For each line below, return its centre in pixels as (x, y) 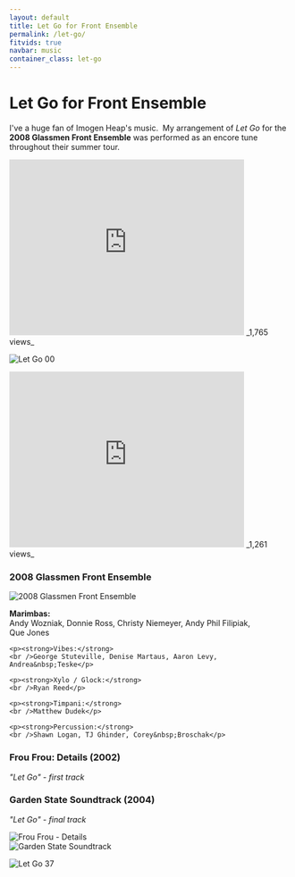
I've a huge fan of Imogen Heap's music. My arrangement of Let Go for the (148, 128)
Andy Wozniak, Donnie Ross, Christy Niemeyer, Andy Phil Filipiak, (130, 623)
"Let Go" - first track (47, 777)
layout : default (39, 17)
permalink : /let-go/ (48, 34)
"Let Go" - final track (48, 819)
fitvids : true (36, 42)
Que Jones (29, 633)
